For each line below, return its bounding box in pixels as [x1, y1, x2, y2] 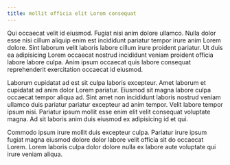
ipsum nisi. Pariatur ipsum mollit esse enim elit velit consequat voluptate [7, 107, 211, 116]
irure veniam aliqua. [7, 150, 63, 158]
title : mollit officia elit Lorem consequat [7, 10, 137, 17]
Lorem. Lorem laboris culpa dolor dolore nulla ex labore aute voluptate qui [7, 142, 216, 151]
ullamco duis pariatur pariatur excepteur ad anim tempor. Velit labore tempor [7, 100, 223, 108]
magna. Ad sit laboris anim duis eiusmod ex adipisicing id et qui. [7, 114, 189, 123]
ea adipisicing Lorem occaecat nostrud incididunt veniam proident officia [7, 51, 214, 59]
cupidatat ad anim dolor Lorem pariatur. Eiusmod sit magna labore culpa [7, 86, 211, 94]
